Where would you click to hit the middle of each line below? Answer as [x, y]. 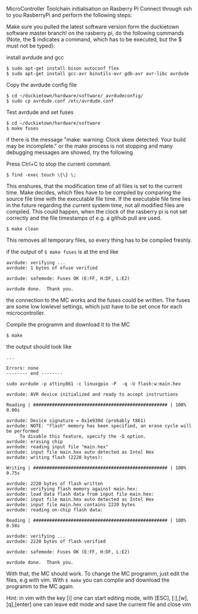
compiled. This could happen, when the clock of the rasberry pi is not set [97, 212]
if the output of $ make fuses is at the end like [62, 252]
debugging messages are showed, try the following [70, 152]
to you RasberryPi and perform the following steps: [69, 15]
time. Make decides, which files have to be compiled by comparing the [94, 192]
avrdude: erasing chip [34, 442]
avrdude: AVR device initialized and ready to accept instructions [92, 394]
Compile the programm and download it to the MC [68, 324]
